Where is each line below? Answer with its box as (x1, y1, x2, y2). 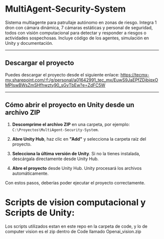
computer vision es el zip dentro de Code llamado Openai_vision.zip (5, 228, 142, 234)
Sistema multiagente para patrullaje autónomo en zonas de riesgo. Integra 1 (5, 19, 157, 25)
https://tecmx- (120, 72, 150, 77)
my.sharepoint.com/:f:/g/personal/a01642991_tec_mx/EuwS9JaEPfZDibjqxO (5, 77, 159, 83)
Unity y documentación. (5, 40, 54, 46)
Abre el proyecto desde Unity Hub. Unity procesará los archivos (12, 165, 142, 171)
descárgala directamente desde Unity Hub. (12, 156, 99, 162)
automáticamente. (12, 170, 49, 176)
